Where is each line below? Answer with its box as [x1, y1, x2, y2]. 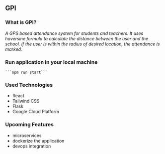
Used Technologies [5, 81, 53, 88]
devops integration [12, 143, 51, 149]
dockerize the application [12, 138, 65, 144]
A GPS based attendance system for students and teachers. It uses [5, 30, 144, 36]
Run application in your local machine [5, 58, 98, 65]
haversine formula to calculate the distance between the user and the [5, 35, 149, 41]
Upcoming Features [5, 121, 54, 128]
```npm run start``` [5, 70, 48, 75]
